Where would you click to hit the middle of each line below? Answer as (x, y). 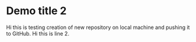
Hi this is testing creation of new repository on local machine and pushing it (98, 27)
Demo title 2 (36, 11)
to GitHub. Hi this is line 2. (38, 33)
